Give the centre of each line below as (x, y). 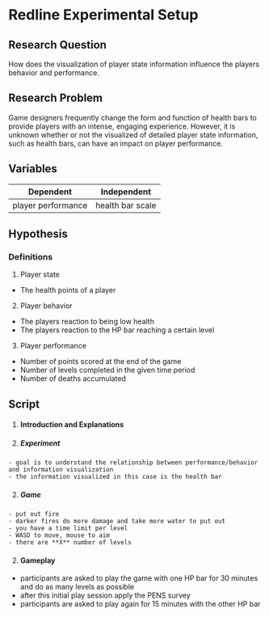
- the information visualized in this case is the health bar (115, 477)
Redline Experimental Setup (103, 15)
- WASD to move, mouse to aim (59, 535)
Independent (126, 192)
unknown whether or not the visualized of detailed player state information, (133, 134)
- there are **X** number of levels (70, 543)
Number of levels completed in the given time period (107, 370)
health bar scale (126, 205)
